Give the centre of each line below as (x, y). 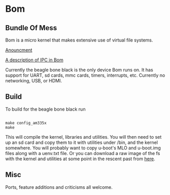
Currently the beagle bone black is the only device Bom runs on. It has (79, 70)
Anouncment (19, 50)
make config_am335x (26, 123)
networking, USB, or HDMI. (34, 81)
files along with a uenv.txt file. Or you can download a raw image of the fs (83, 153)
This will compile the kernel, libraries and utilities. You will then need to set (83, 137)
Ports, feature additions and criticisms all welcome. (59, 187)
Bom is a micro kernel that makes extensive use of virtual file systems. (79, 40)
